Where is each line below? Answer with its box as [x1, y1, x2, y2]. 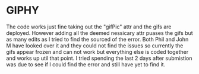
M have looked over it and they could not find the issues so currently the [6, 42, 184, 49]
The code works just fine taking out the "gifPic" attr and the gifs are [6, 23, 172, 30]
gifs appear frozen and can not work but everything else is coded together [6, 48, 189, 55]
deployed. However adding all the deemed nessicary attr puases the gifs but [6, 29, 193, 36]
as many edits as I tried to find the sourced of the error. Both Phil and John [6, 36, 189, 43]
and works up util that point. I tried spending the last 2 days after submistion [6, 54, 192, 62]
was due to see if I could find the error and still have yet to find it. [6, 60, 166, 68]
